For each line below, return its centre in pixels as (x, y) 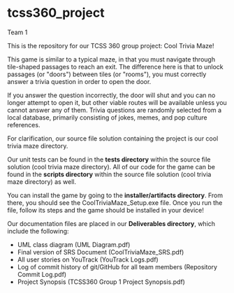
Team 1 (17, 32)
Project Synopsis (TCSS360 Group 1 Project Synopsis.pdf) (101, 282)
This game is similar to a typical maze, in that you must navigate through (111, 59)
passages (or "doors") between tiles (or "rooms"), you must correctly (107, 74)
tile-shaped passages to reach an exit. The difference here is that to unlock (115, 66)
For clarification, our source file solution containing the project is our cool (113, 138)
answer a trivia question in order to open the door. (79, 81)
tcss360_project (56, 13)
